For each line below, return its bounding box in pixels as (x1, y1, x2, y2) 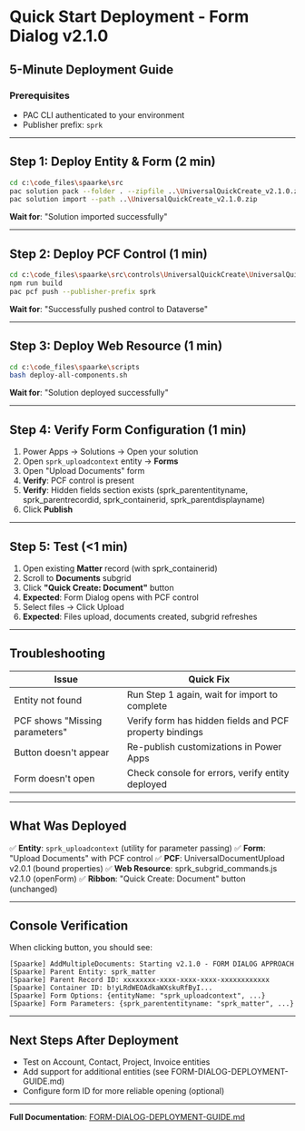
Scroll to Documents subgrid (22, 572, 132, 583)
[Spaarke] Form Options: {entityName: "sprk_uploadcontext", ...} (9, 991, 266, 1000)
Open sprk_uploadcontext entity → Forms (22, 456, 179, 467)
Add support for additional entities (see (22, 1067, 170, 1077)
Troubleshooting (9, 646, 106, 662)
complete (126, 699, 168, 712)
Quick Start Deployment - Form (9, 6, 250, 27)
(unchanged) (9, 883, 58, 894)
